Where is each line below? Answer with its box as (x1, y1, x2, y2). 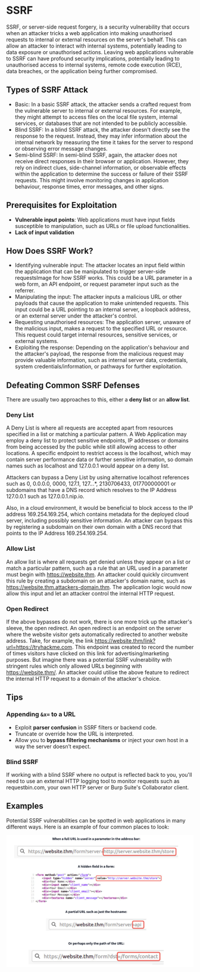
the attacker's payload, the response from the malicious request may (14, 350, 184, 357)
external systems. (14, 338, 59, 345)
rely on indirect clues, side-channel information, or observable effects (14, 164, 186, 171)
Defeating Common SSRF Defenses (6, 380, 140, 390)
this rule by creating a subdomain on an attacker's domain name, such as (6, 577, 186, 584)
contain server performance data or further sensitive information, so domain (6, 456, 193, 463)
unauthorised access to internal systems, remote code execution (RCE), (6, 61, 182, 68)
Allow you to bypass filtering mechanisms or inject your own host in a (14, 736, 189, 743)
